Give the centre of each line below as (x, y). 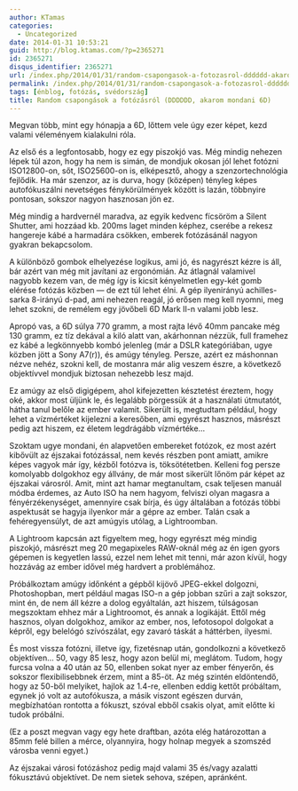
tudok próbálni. (37, 715)
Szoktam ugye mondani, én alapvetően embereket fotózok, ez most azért (143, 446)
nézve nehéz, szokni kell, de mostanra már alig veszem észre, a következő (145, 364)
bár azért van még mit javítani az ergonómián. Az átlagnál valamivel (132, 271)
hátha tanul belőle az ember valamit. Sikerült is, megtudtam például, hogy (143, 410)
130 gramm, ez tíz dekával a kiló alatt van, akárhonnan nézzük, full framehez (149, 336)
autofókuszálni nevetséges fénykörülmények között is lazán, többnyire (137, 190)
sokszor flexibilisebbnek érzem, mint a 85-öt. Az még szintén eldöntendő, (144, 677)
